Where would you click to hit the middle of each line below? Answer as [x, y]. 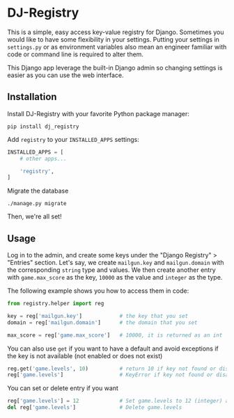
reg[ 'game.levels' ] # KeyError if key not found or [110, 375]
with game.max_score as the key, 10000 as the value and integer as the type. [115, 278]
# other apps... [44, 159]
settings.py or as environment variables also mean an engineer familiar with [117, 47]
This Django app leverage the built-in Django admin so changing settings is [115, 67]
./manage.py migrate [37, 204]
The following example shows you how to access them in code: [98, 291]
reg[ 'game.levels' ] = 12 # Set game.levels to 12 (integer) [115, 401]
